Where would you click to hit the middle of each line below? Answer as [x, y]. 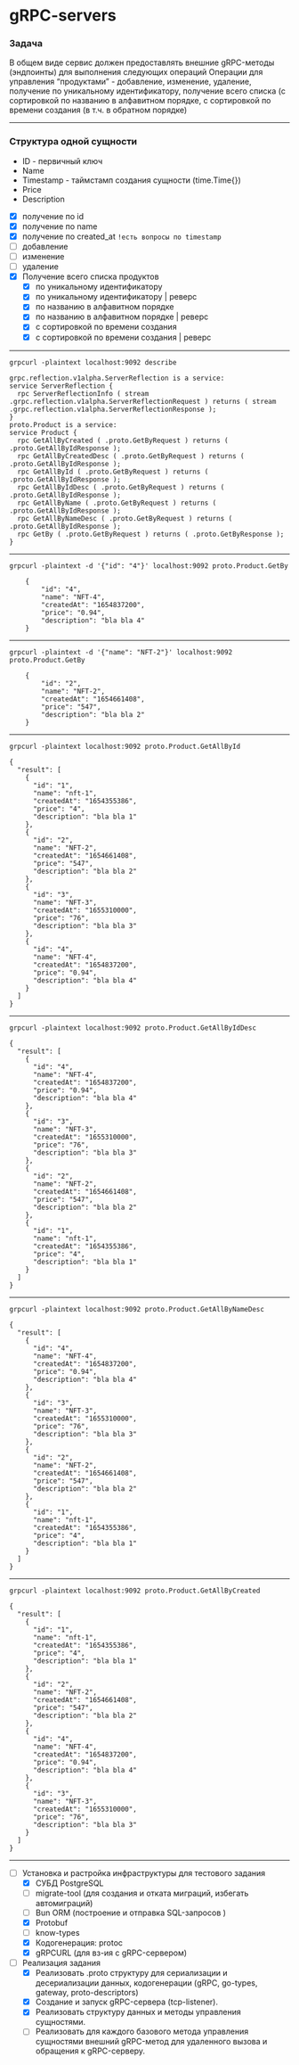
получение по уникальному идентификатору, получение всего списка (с [148, 91]
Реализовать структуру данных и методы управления [138, 2012]
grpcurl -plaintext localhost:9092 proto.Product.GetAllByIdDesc [133, 1028]
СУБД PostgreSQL [69, 1883]
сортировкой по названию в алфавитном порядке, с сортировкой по [140, 101]
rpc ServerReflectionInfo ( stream [83, 393]
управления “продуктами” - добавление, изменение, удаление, [130, 82]
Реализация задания [61, 1963]
